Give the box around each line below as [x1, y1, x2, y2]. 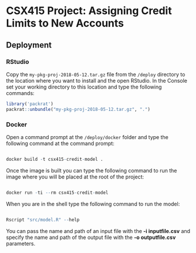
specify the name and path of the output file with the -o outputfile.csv [6, 234, 176, 241]
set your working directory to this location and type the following [6, 83, 162, 90]
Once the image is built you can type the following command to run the [6, 167, 177, 174]
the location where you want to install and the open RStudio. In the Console [6, 77, 187, 84]
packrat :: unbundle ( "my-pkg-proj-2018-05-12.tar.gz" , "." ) [6, 106, 150, 112]
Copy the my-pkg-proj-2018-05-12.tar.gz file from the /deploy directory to [6, 70, 185, 77]
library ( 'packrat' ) [6, 101, 54, 107]
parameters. [6, 239, 36, 247]
